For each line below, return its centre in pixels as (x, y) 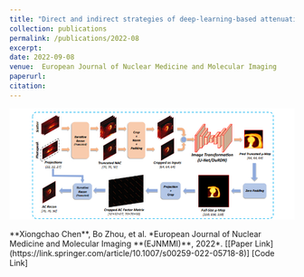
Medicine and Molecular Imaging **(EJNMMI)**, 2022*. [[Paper (131, 244)
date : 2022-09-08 (42, 57)
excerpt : (26, 48)
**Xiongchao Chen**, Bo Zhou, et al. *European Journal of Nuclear (136, 234)
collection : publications (58, 29)
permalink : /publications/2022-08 (75, 38)
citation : (28, 86)
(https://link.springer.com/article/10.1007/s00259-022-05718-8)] (130, 253)
